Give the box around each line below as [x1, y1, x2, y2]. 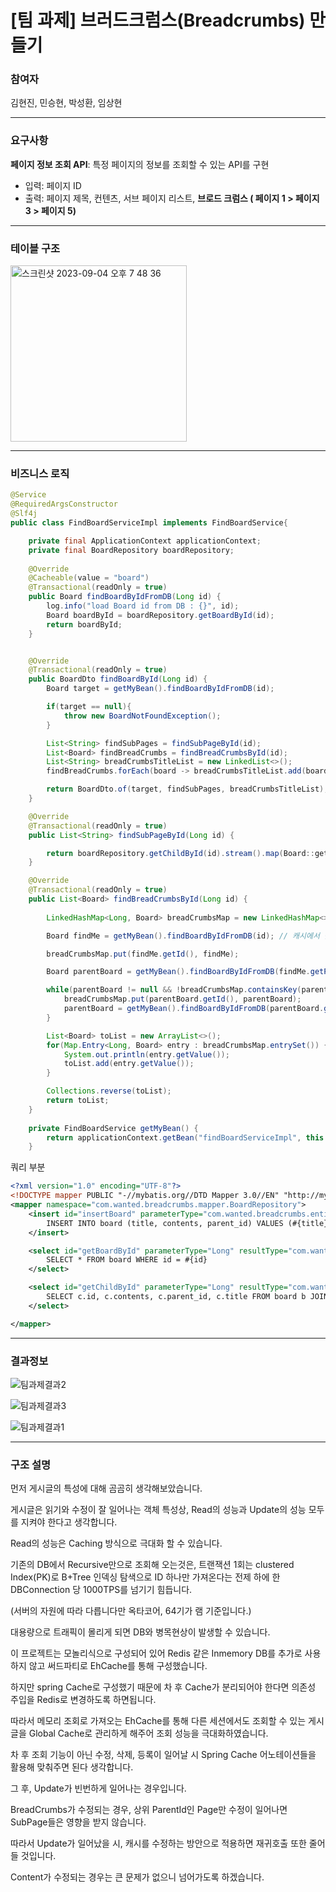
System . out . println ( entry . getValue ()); [63, 1049, 230, 1060]
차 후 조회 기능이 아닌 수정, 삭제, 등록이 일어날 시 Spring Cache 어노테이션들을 [10, 1749, 317, 1761]
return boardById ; [46, 619, 123, 630]
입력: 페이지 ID [24, 179, 82, 191]
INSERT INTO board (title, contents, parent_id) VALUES [46, 1218, 284, 1228]
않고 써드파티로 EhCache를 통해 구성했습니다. [28, 1660, 208, 1672]
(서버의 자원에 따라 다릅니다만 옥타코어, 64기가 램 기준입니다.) [10, 1605, 252, 1617]
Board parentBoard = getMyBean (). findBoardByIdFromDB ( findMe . [46, 967, 311, 977]
